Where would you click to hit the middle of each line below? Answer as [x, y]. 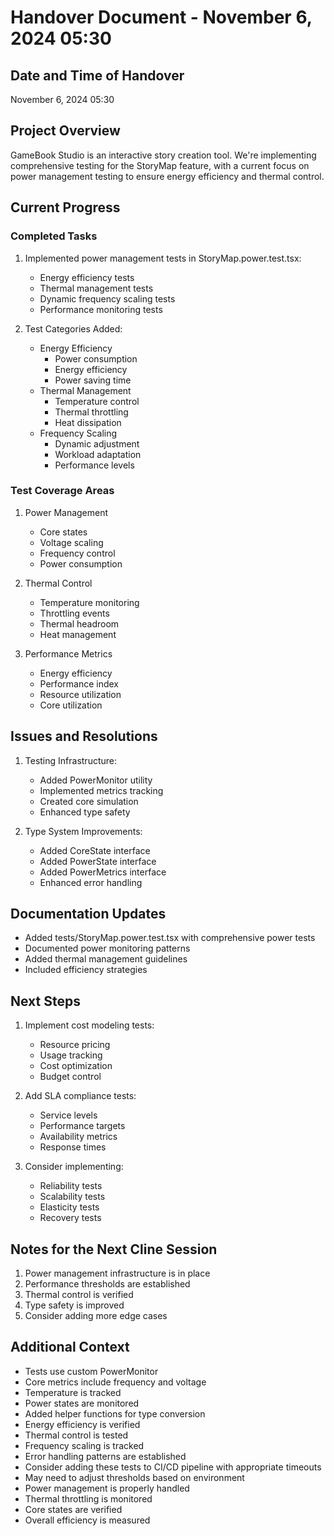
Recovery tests [70, 1218]
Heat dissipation [88, 422]
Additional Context [70, 1347]
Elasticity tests [69, 1207]
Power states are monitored [82, 1403]
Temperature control [97, 401]
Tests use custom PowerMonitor [91, 1371]
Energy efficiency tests [87, 277]
